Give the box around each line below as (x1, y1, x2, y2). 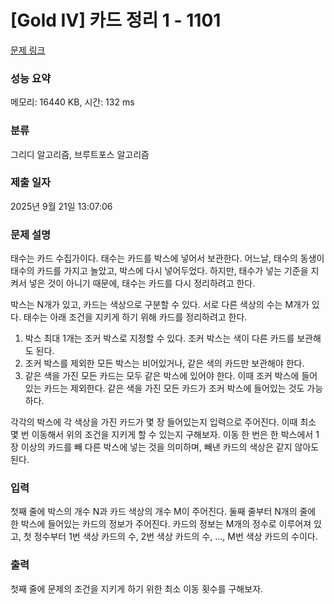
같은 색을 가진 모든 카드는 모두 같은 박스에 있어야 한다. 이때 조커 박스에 (24, 370, 300, 382)
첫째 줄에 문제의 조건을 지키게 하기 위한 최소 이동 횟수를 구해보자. (10, 582, 264, 595)
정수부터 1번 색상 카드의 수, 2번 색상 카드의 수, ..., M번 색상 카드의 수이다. (33, 531, 318, 543)
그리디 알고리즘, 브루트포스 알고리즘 (10, 148, 150, 160)
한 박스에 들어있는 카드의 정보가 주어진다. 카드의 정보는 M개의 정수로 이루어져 (10, 518, 312, 530)
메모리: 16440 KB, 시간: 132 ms (10, 96, 135, 108)
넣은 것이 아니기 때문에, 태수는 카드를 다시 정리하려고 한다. (28, 277, 256, 290)
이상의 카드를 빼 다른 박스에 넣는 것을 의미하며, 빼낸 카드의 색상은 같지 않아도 (20, 441, 320, 453)
